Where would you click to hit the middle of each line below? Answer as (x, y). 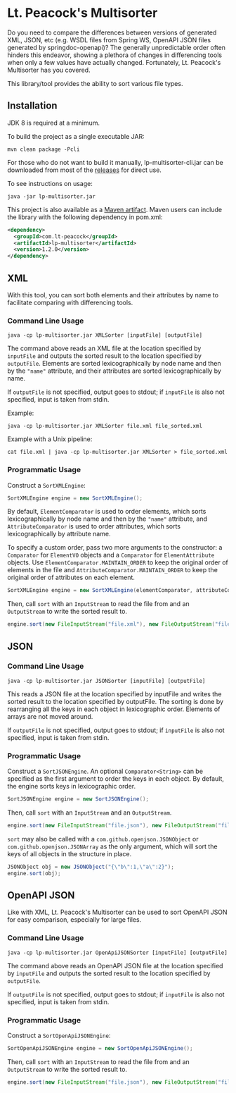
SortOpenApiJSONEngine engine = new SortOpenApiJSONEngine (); (100, 1049)
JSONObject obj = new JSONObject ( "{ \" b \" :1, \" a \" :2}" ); (91, 867)
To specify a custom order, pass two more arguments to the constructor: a (115, 548)
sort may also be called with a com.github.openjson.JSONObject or (103, 839)
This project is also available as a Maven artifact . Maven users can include (115, 209)
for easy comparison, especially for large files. (74, 920)
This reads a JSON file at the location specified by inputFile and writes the (114, 694)
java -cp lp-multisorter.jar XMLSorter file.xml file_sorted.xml (105, 426)
